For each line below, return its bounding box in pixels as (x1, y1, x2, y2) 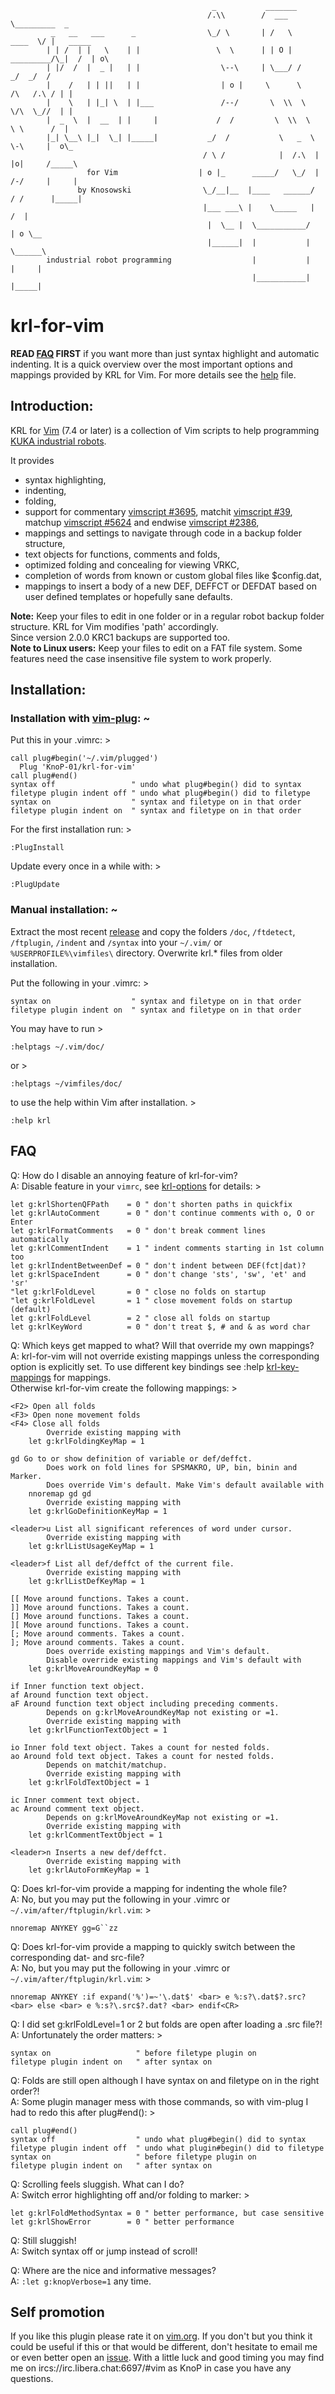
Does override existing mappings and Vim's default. (46, 1646, 271, 1656)
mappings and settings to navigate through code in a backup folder (24, 527, 302, 539)
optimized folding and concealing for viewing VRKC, (24, 558, 240, 571)
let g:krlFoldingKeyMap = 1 (28, 1436, 145, 1446)
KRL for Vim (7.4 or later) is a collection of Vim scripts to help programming (10, 424, 320, 436)
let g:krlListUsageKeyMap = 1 (28, 1541, 155, 1551)
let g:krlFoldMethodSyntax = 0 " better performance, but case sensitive (10, 2208, 325, 2218)
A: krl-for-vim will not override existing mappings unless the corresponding (10, 1350, 320, 1362)
